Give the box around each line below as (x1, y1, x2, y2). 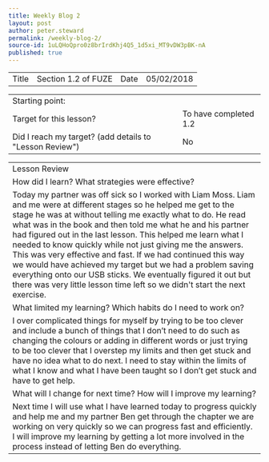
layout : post (8, 19, 52, 27)
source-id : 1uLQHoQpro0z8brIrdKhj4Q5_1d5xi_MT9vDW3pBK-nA (8, 42, 206, 50)
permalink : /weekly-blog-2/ (8, 34, 102, 42)
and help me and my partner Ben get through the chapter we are (12, 411, 255, 422)
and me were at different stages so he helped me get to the (12, 199, 235, 210)
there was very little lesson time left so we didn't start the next (12, 279, 246, 290)
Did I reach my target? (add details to (12, 131, 151, 142)
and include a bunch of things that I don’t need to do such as (12, 325, 240, 336)
